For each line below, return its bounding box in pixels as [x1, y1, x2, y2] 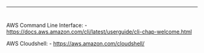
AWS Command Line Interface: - [6, 22, 87, 29]
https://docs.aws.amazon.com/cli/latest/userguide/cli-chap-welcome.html [6, 28, 192, 35]
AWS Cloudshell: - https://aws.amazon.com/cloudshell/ [6, 40, 144, 48]
